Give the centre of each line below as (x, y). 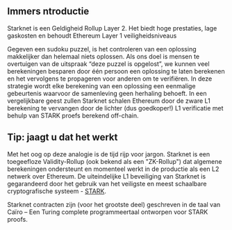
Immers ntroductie (48, 11)
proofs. (17, 219)
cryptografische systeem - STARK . (57, 191)
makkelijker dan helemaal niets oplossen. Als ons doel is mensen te (103, 56)
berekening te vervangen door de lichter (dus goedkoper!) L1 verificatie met (115, 108)
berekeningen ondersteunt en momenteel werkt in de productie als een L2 (113, 169)
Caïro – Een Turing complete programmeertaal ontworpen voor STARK (108, 212)
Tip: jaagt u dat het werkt (63, 137)
